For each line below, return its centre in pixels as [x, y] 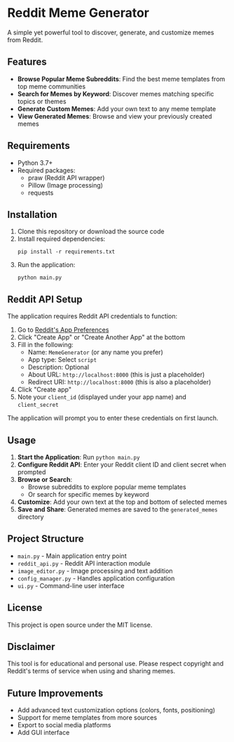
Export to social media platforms [64, 725]
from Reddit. [25, 39]
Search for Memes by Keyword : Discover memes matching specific [116, 93]
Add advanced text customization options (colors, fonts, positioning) [116, 710]
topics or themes [42, 101]
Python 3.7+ [35, 162]
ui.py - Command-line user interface [71, 585]
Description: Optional [58, 367]
